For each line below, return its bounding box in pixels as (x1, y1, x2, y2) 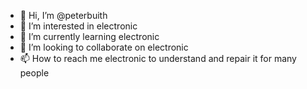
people (19, 67, 50, 79)
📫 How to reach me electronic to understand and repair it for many (19, 53, 297, 64)
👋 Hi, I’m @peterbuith (19, 10, 108, 21)
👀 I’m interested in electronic (19, 20, 138, 32)
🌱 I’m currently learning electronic (19, 31, 160, 42)
